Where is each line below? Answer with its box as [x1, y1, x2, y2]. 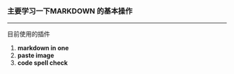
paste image [17, 51, 54, 60]
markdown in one [17, 44, 70, 52]
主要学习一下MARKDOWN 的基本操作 [7, 6, 133, 15]
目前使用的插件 [7, 30, 50, 38]
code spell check [17, 59, 68, 67]
